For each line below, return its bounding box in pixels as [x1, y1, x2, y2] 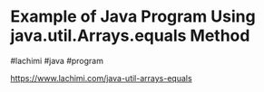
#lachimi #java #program [10, 55, 103, 66]
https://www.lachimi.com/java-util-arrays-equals [10, 72, 193, 83]
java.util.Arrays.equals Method [10, 25, 250, 46]
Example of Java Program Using [10, 6, 257, 27]
